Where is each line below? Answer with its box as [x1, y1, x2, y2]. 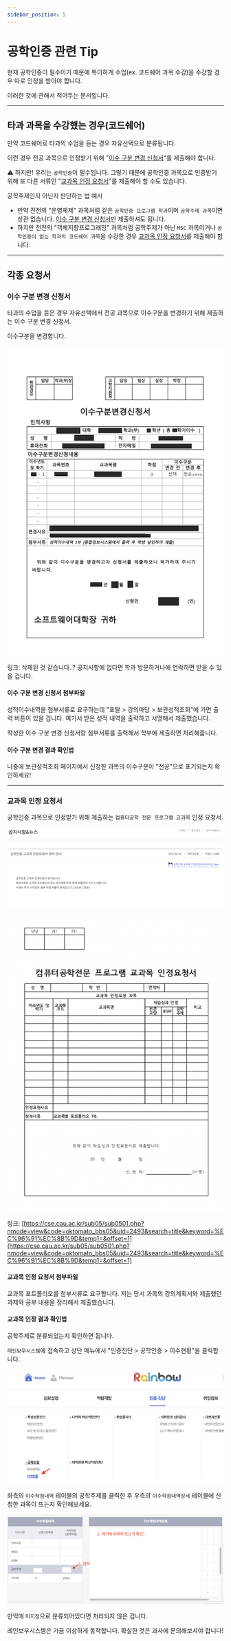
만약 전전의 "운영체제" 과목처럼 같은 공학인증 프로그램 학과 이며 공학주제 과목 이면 [16, 207, 223, 215]
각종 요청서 [7, 269, 52, 281]
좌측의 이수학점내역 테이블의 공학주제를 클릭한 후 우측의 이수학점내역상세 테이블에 [7, 1492, 214, 1500]
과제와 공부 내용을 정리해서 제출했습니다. [7, 1298, 115, 1306]
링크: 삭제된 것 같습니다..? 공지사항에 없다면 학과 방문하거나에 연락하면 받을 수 [7, 663, 215, 671]
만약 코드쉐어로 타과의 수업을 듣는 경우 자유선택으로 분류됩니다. [7, 139, 177, 147]
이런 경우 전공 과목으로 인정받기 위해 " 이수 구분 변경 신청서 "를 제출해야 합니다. [7, 154, 217, 162]
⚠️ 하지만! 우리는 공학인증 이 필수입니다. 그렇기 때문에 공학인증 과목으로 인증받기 [7, 169, 218, 177]
